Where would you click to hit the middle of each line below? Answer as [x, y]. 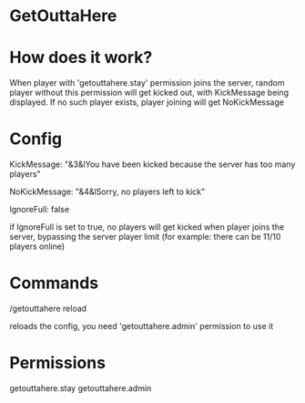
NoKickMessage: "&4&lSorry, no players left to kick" [107, 191]
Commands [54, 283]
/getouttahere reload [48, 308]
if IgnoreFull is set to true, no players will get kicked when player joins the [147, 227]
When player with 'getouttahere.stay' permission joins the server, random [147, 83]
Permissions [58, 363]
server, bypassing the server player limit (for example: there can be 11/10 [145, 237]
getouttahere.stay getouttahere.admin [81, 387]
